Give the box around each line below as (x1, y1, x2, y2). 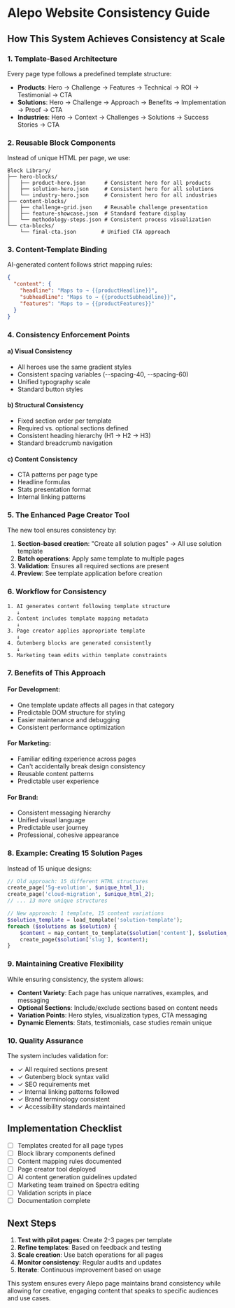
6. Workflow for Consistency (7, 586, 107, 596)
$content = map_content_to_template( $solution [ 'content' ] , (20, 929, 196, 936)
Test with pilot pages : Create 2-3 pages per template (17, 1236, 173, 1244)
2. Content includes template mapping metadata (7, 614, 149, 622)
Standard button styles (17, 385, 84, 393)
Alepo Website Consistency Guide (7, 5, 211, 21)
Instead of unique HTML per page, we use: (7, 154, 131, 162)
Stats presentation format (17, 485, 92, 494)
